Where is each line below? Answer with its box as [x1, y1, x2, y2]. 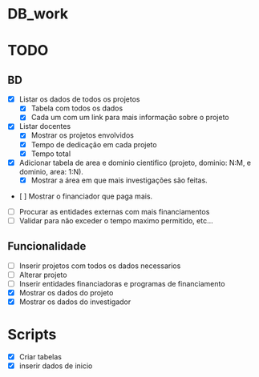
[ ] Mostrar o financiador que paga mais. [18, 191, 153, 201]
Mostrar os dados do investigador [18, 297, 132, 307]
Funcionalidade [7, 239, 87, 253]
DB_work [7, 5, 69, 23]
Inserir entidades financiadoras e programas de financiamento [18, 279, 225, 288]
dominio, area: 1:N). [18, 166, 83, 176]
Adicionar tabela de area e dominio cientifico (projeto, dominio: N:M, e [18, 158, 252, 167]
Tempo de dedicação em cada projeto [30, 139, 157, 149]
